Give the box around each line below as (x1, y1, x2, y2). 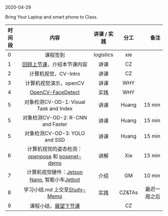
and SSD (44, 136, 65, 143)
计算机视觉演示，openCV (25, 80, 84, 87)
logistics (93, 51, 113, 58)
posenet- (59, 153, 82, 160)
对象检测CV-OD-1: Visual (24, 99, 86, 105)
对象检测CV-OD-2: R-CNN (22, 114, 87, 121)
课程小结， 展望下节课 (29, 202, 80, 209)
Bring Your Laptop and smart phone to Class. (5, 14, 98, 20)
